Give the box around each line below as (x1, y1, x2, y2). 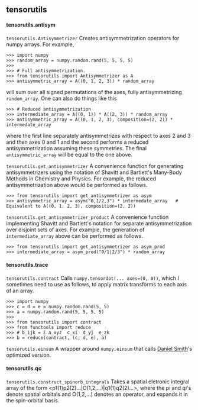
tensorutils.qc (6, 365, 42, 372)
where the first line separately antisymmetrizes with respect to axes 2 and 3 (6, 132, 191, 139)
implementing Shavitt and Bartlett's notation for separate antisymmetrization (6, 219, 192, 227)
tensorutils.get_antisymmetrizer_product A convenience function (6, 213, 169, 221)
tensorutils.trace (6, 262, 48, 269)
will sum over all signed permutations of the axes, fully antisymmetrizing (6, 88, 182, 95)
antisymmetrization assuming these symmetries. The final (6, 144, 147, 151)
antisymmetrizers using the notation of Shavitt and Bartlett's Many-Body (6, 169, 182, 176)
